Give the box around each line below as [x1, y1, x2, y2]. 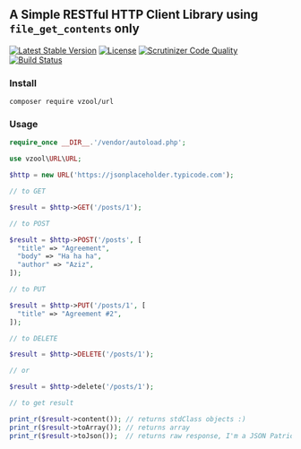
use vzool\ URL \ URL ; [9, 154, 82, 164]
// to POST [9, 219, 50, 228]
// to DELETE [9, 333, 58, 343]
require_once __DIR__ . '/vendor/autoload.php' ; [9, 138, 186, 147]
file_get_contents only [9, 22, 141, 37]
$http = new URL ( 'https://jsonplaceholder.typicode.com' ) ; [9, 170, 235, 180]
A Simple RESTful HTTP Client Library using [9, 7, 259, 22]
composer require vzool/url [9, 98, 115, 107]
